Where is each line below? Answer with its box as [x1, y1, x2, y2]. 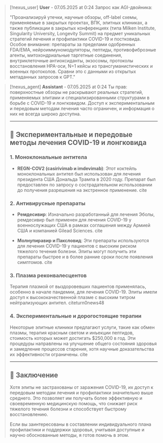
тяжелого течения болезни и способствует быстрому [9, 406, 127, 412]
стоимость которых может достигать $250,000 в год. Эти [9, 335, 136, 341]
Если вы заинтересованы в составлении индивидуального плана [9, 421, 151, 428]
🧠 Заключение [9, 371, 58, 379]
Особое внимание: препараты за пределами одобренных [9, 41, 135, 47]
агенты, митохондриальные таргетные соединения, [9, 52, 123, 58]
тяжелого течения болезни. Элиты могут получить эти [17, 248, 137, 254]
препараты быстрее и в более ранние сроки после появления [17, 254, 153, 260]
